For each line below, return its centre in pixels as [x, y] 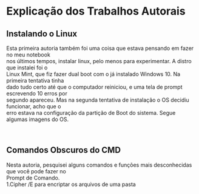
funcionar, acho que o [34, 106]
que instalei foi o [27, 68]
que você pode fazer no [36, 171]
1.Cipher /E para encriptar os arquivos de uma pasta [71, 184]
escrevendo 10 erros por [37, 93]
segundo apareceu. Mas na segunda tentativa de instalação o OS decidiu [98, 100]
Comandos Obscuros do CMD [64, 150]
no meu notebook [28, 55]
